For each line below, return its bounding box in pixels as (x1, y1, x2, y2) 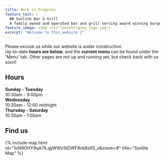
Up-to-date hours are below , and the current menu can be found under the (5, 49, 159, 54)
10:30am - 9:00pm (5, 91, 43, 97)
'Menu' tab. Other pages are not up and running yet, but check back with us (5, 54, 159, 59)
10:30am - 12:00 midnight (5, 102, 57, 108)
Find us (5, 127, 28, 135)
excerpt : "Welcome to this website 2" (5, 30, 84, 35)
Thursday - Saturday (5, 107, 49, 113)
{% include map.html (5, 139, 48, 145)
